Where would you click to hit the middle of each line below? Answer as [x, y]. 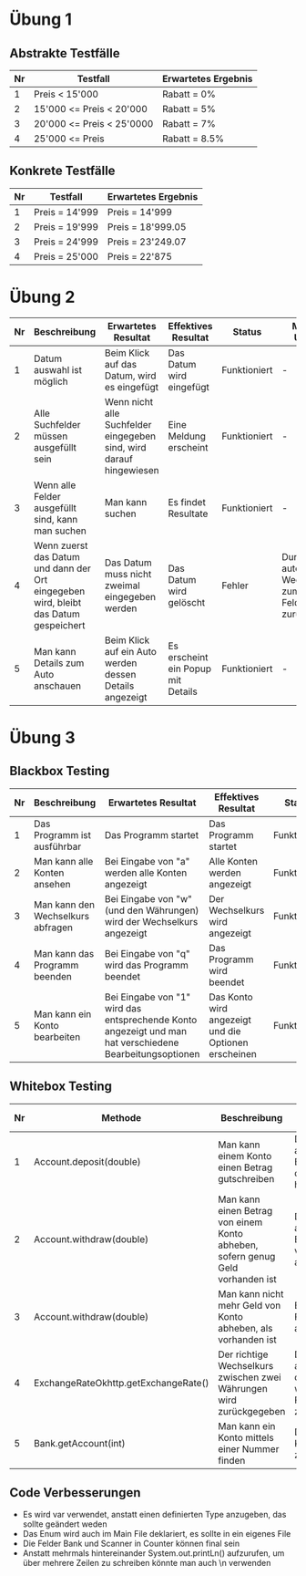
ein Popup [190, 669]
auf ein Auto [131, 651]
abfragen [53, 928]
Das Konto [231, 997]
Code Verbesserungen [75, 1493]
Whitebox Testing [61, 1087]
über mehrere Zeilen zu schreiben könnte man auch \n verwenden [147, 1563]
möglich [51, 381]
